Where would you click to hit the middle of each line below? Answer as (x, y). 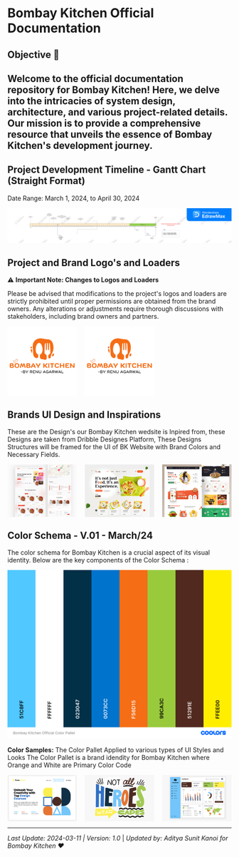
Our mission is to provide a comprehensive (104, 123)
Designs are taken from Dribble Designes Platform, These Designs (104, 439)
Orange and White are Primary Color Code (69, 765)
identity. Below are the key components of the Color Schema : (98, 560)
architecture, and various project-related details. (118, 112)
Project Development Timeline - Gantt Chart (107, 170)
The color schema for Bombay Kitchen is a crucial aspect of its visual (109, 553)
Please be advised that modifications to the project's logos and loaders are (117, 294)
